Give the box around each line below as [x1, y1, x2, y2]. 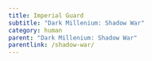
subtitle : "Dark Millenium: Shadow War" [8, 19, 146, 27]
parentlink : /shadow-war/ [8, 41, 94, 49]
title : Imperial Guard [8, 11, 84, 20]
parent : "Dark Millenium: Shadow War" [8, 33, 138, 42]
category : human [8, 26, 62, 34]
